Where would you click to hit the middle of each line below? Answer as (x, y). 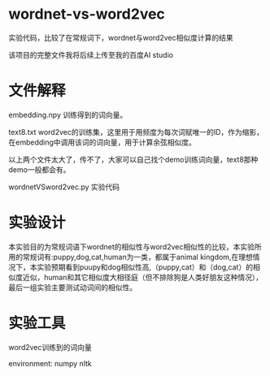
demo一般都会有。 (39, 169)
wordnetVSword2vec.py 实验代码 (64, 187)
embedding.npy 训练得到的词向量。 (68, 115)
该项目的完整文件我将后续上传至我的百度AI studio (91, 54)
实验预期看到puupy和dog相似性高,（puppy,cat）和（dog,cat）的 (145, 267)
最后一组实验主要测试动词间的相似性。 (72, 287)
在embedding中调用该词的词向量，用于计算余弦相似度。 (102, 142)
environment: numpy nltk (50, 363)
